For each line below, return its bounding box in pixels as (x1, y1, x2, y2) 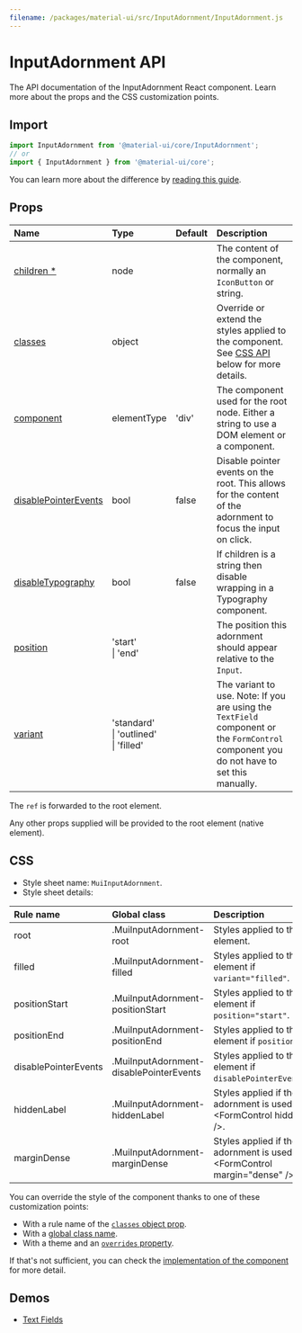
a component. (216, 440, 275, 452)
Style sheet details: (22, 887, 94, 898)
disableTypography (13, 576, 95, 588)
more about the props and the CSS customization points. (9, 91, 219, 102)
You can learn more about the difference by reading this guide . (9, 174, 242, 184)
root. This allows (216, 477, 286, 489)
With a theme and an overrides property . (22, 1238, 174, 1248)
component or (216, 720, 277, 733)
